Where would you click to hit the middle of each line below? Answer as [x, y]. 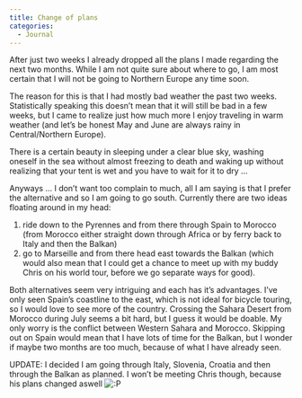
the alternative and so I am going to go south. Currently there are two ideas [148, 198]
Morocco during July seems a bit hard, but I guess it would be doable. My [146, 319]
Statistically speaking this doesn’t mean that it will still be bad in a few [138, 106]
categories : [31, 26]
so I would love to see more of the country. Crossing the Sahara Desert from [151, 309]
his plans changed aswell [56, 384]
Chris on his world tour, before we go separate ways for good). [139, 273]
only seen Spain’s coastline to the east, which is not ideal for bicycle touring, [151, 300]
